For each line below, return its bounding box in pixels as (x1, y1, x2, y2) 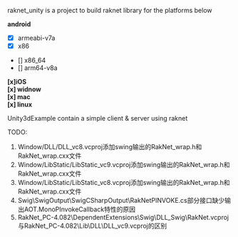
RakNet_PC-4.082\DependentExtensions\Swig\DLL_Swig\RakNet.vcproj (17, 213, 229, 222)
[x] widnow (7, 85, 41, 94)
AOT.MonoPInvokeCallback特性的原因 (24, 205, 135, 213)
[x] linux (7, 100, 33, 109)
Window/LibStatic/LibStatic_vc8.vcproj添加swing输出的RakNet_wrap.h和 (17, 178, 230, 187)
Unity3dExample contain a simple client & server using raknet (7, 114, 188, 123)
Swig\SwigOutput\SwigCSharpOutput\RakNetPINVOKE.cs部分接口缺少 (17, 196, 225, 205)
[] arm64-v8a (17, 64, 58, 72)
